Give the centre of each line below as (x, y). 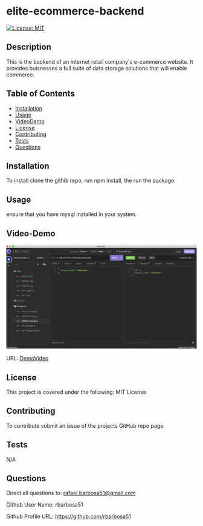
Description (29, 47)
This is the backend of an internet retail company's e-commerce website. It (100, 61)
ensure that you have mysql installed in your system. (72, 214)
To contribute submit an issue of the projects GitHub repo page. (85, 425)
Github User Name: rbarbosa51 (45, 505)
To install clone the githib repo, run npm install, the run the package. (91, 181)
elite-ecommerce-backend (75, 11)
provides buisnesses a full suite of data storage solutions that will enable (97, 68)
